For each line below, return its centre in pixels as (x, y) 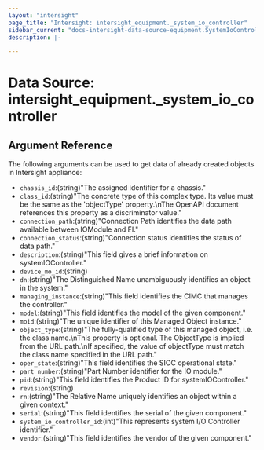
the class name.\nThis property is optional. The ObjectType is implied (132, 338)
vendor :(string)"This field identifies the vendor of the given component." (136, 438)
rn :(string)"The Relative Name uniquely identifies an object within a (128, 397)
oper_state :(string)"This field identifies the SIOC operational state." (128, 363)
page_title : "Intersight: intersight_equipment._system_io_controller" (128, 23)
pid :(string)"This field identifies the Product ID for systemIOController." (134, 380)
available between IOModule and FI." (79, 229)
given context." (44, 404)
